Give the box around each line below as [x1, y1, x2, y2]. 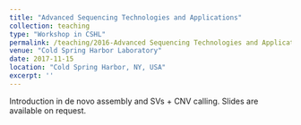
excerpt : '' [9, 71, 54, 80]
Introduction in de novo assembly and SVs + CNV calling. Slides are [9, 96, 259, 106]
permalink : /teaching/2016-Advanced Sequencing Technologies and [9, 37, 258, 47]
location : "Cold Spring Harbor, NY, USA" [9, 63, 167, 72]
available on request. [9, 104, 87, 116]
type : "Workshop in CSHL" [9, 29, 106, 38]
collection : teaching [9, 21, 90, 30]
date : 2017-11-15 [9, 54, 74, 63]
